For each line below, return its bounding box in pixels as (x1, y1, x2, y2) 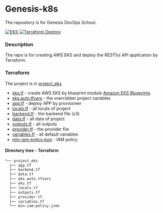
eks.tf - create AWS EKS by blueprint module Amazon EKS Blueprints (12, 90, 151, 96)
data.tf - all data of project (12, 116, 65, 122)
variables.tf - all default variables (12, 131, 78, 137)
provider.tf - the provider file (12, 126, 69, 132)
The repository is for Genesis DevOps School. (5, 19, 97, 25)
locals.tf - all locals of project (12, 106, 71, 111)
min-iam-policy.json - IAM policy (12, 136, 78, 142)
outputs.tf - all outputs (12, 121, 57, 127)
